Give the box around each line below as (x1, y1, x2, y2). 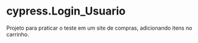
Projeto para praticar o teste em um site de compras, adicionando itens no (6, 24, 193, 31)
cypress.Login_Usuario (6, 4, 126, 18)
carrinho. (6, 30, 29, 38)
